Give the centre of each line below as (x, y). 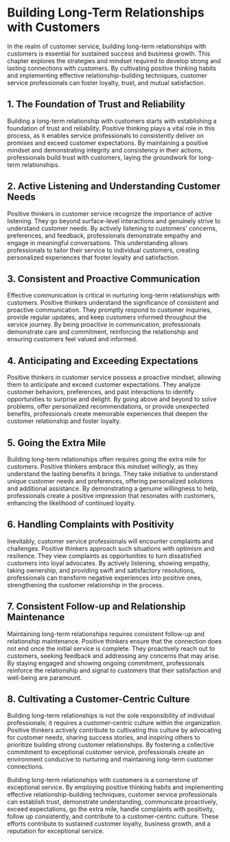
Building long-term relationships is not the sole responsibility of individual (111, 716)
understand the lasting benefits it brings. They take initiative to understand (113, 474)
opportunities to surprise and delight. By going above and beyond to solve (112, 399)
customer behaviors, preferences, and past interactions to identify (101, 392)
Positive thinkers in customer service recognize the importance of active (110, 214)
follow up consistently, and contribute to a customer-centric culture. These (113, 817)
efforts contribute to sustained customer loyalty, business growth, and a (109, 824)
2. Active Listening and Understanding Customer (114, 186)
